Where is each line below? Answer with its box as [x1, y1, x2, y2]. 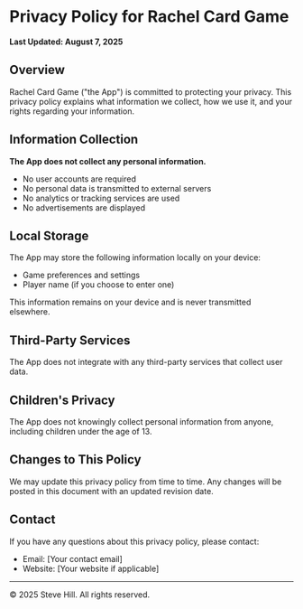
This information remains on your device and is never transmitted [9, 296, 252, 308]
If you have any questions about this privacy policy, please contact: [9, 536, 260, 547]
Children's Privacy [9, 392, 115, 408]
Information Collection [9, 132, 139, 147]
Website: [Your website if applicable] [22, 563, 160, 574]
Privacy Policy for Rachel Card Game [9, 6, 289, 27]
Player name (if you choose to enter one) [22, 279, 175, 290]
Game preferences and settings [22, 269, 141, 281]
